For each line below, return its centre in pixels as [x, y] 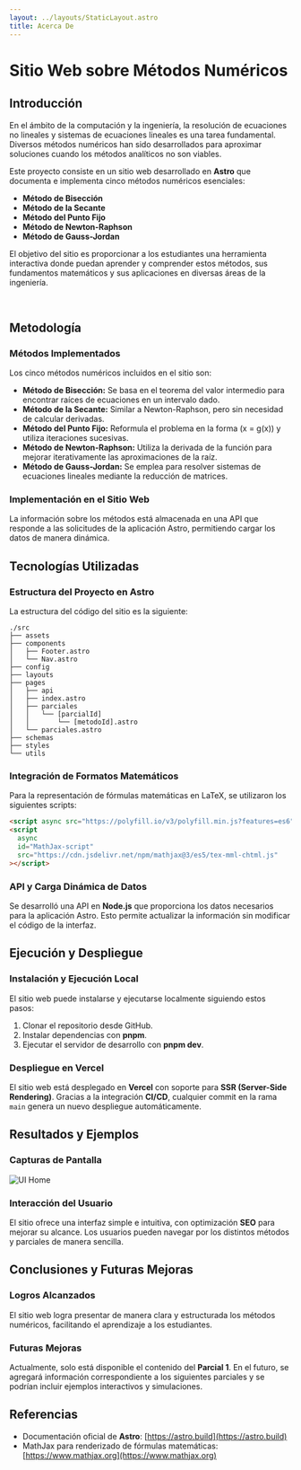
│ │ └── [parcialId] [56, 715]
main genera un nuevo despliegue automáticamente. [105, 1106]
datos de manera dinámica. [60, 538]
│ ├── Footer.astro [50, 652]
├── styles [30, 746]
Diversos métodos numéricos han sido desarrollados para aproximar [136, 144]
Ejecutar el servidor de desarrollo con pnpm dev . [113, 1044]
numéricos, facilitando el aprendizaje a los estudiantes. [111, 1325]
